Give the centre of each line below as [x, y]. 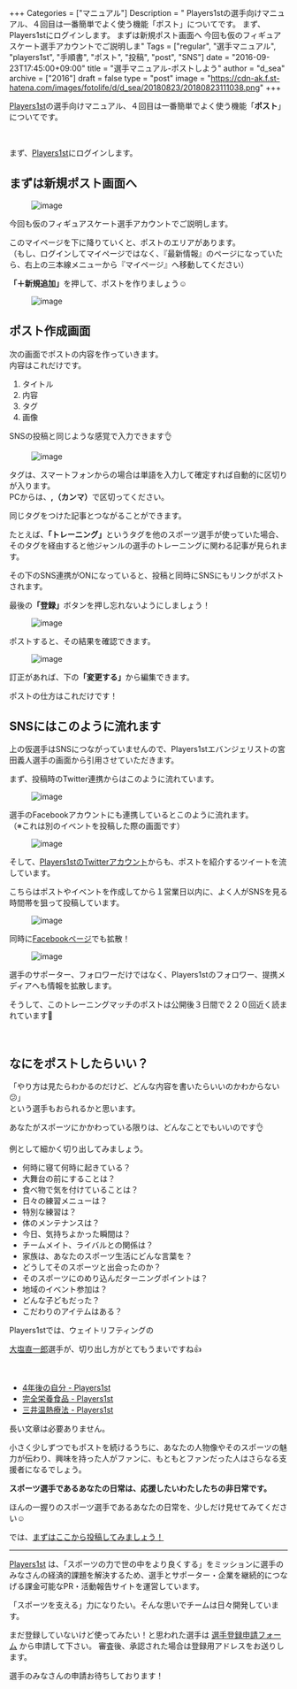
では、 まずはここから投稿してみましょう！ [87, 1537]
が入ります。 [32, 486]
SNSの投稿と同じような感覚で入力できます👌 [91, 435]
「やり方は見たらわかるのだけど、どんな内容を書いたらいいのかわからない [145, 1086]
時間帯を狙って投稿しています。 [67, 903]
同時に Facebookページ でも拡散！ [70, 939]
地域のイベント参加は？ [65, 1289]
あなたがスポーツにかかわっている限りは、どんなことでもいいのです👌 [137, 1127]
